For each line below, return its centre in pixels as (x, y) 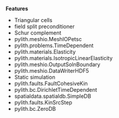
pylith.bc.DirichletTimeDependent (56, 90)
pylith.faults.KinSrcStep (43, 103)
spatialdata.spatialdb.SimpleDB (53, 96)
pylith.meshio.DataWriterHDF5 (51, 71)
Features (17, 9)
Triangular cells (33, 20)
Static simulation (35, 77)
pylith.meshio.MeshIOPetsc (48, 39)
